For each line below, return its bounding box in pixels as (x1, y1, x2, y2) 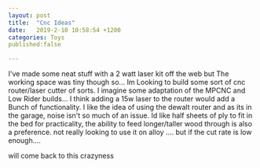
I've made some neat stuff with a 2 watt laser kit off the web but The (8, 69, 229, 79)
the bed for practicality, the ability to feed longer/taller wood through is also (8, 119, 253, 129)
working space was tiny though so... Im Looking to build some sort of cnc (8, 78, 246, 87)
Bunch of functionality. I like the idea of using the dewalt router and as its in (8, 103, 252, 112)
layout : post (8, 11, 51, 20)
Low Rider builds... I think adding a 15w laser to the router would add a (8, 94, 236, 104)
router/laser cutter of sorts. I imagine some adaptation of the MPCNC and (8, 86, 246, 95)
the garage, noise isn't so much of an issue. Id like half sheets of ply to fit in (8, 111, 253, 120)
